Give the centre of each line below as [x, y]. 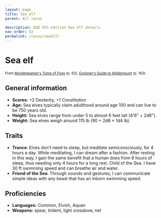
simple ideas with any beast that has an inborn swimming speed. [77, 178]
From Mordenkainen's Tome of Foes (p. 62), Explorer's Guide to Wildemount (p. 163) [75, 73]
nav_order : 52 [19, 32]
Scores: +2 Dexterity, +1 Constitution [49, 100]
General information [36, 88]
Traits [14, 136]
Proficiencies [25, 193]
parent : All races [24, 18]
